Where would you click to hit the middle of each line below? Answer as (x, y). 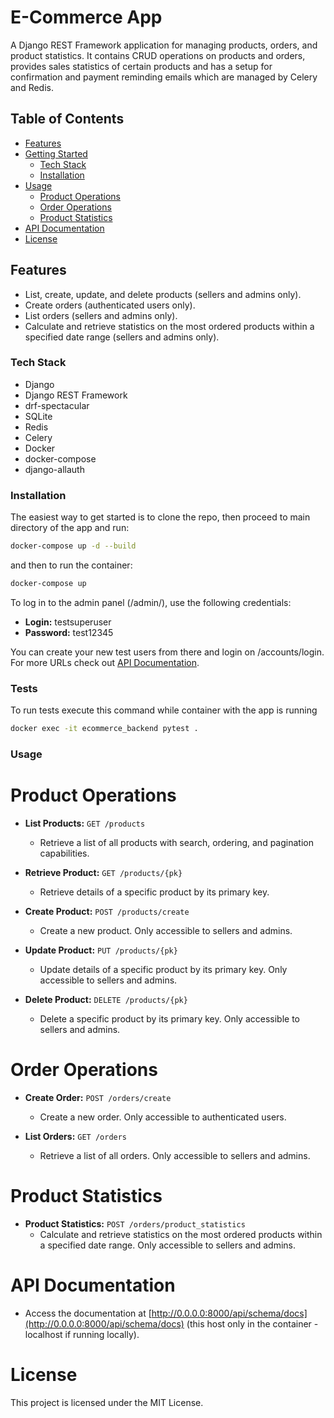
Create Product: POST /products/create (107, 911)
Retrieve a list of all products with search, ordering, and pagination (176, 842)
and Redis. (32, 87)
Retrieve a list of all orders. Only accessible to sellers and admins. (175, 1155)
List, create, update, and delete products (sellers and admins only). (163, 294)
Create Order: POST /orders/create (98, 1097)
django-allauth (54, 469)
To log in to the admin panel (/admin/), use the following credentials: (151, 602)
